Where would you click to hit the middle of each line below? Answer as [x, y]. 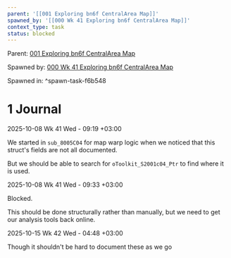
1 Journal [35, 109]
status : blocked [31, 33]
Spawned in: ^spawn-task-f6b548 [57, 81]
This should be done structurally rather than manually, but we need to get [114, 212]
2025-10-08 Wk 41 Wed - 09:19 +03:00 [64, 129]
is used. [19, 171]
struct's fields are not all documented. [62, 150]
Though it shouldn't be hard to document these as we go [90, 247]
